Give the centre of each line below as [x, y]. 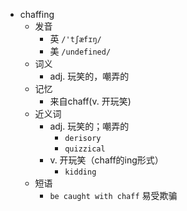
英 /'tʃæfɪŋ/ [75, 38]
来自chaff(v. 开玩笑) [90, 101]
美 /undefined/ [80, 51]
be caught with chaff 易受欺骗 [113, 195]
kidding [80, 172]
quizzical [85, 149]
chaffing [37, 14]
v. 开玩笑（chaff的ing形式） [106, 160]
